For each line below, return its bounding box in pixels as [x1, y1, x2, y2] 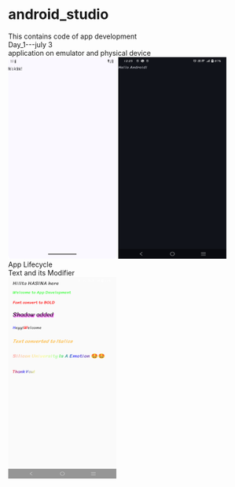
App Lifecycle [8, 260, 53, 269]
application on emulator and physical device [8, 48, 152, 57]
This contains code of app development [8, 31, 138, 41]
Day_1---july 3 [8, 39, 53, 49]
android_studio [8, 6, 109, 24]
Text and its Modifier [8, 267, 75, 277]
